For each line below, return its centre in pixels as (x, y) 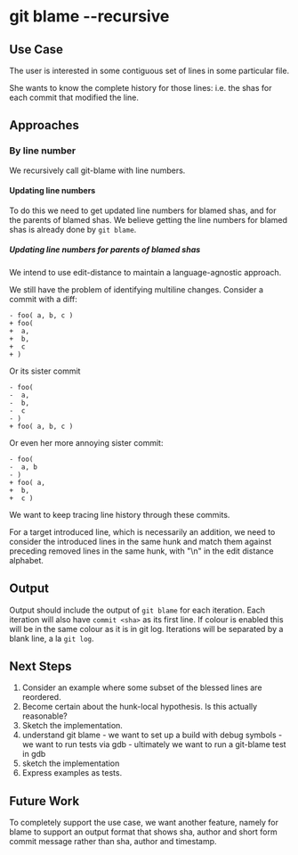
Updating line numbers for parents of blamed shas (105, 250)
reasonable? (45, 716)
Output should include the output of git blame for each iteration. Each (137, 610)
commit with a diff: (44, 299)
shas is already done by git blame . (73, 229)
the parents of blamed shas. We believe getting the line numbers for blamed (148, 219)
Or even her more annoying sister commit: (86, 442)
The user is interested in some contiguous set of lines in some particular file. (149, 70)
